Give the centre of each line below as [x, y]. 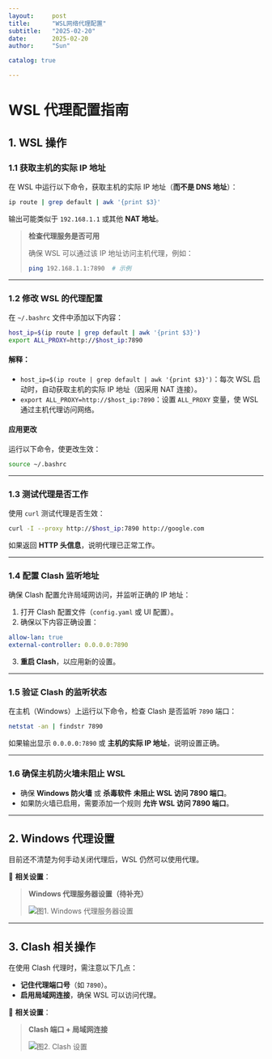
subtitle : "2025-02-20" [52, 31]
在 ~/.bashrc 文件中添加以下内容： [66, 317]
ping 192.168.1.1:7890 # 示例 [80, 268]
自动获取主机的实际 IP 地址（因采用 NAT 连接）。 [122, 389]
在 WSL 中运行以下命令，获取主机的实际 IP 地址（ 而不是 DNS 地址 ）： [123, 186]
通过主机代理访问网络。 [59, 409]
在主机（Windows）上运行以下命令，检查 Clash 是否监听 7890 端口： [123, 711]
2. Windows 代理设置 [62, 839]
